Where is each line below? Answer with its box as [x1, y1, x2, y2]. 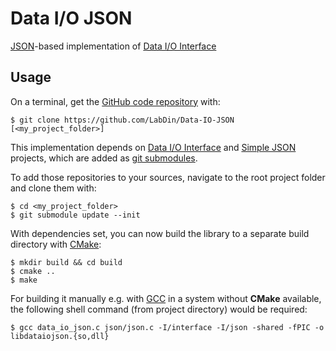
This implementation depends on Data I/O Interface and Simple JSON [10, 141, 297, 153]
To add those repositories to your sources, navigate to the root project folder [10, 171, 326, 183]
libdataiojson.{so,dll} [10, 331, 110, 341]
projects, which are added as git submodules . [10, 152, 198, 164]
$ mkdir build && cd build [10, 257, 123, 267]
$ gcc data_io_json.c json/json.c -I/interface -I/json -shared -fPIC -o [10, 322, 325, 332]
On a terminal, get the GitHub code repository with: [10, 95, 221, 107]
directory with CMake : [10, 238, 102, 250]
